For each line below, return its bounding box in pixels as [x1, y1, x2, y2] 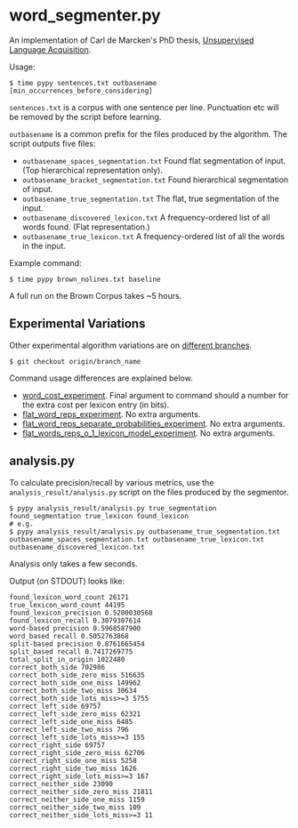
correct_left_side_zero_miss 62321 [9, 709, 141, 719]
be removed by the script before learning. [9, 111, 162, 122]
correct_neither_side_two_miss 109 [9, 802, 141, 812]
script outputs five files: [9, 138, 96, 149]
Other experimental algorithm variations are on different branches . [9, 340, 252, 350]
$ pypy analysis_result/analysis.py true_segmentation [9, 503, 217, 512]
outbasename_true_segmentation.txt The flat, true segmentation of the [21, 193, 280, 204]
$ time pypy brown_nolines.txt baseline [9, 275, 162, 284]
